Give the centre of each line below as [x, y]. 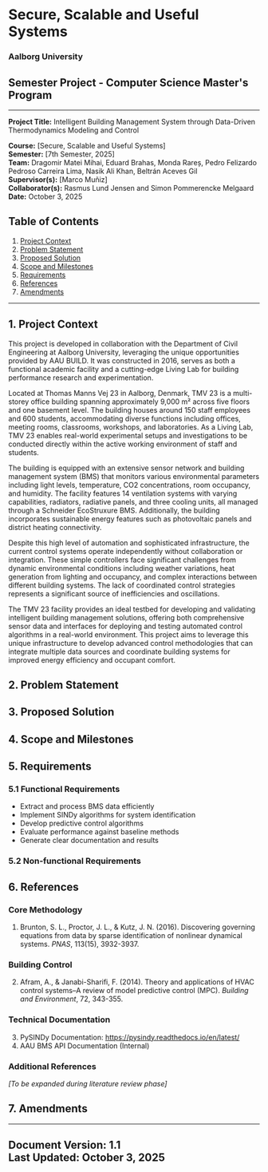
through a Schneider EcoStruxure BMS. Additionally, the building [114, 510]
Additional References [53, 1066]
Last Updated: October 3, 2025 [87, 1158]
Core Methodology [45, 909]
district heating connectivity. [55, 527]
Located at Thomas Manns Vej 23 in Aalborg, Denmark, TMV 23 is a [120, 393]
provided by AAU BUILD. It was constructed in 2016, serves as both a [122, 360]
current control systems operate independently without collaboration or [126, 551]
